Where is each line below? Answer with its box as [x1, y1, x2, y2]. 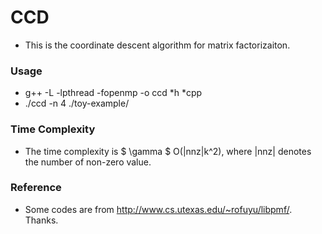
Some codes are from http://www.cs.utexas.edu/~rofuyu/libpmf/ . [24, 203, 293, 215]
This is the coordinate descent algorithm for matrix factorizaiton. [24, 39, 291, 51]
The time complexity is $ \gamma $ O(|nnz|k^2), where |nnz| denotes [24, 145, 312, 157]
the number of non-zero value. [24, 156, 152, 168]
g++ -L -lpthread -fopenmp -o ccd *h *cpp [24, 87, 203, 99]
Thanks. [24, 214, 59, 226]
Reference [10, 181, 62, 195]
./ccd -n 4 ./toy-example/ [24, 97, 130, 110]
